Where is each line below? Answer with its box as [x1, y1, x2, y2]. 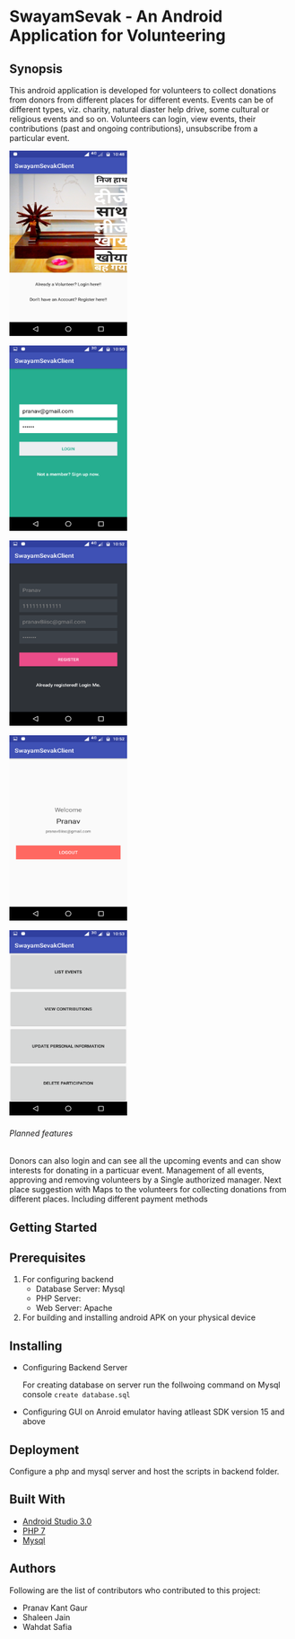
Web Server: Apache [35, 1303, 113, 1314]
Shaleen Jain [22, 1611, 71, 1623]
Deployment [9, 1442, 80, 1457]
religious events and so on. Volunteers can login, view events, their [9, 114, 256, 124]
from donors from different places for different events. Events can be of [9, 94, 273, 105]
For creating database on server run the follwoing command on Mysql [22, 1379, 281, 1390]
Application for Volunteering [9, 25, 226, 46]
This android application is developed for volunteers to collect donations [9, 85, 276, 95]
